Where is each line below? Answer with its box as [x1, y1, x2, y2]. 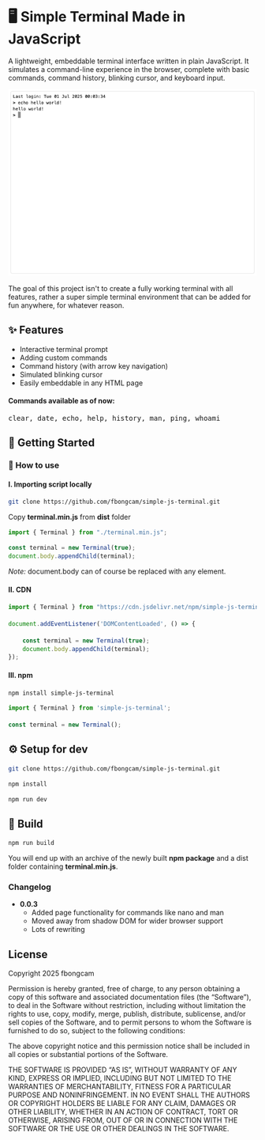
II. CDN [8, 585, 32, 594]
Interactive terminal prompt [19, 344, 108, 354]
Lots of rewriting [31, 925, 85, 934]
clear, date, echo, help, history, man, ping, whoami [8, 414, 221, 422]
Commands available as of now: [8, 396, 116, 406]
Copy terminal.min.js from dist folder [8, 513, 132, 522]
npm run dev [8, 795, 47, 803]
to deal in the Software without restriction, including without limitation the [8, 1001, 246, 1010]
